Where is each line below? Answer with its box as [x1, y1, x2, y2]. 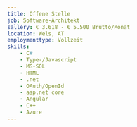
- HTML [20, 69, 39, 76]
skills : [7, 43, 30, 50]
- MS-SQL [20, 63, 46, 70]
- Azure [20, 109, 42, 116]
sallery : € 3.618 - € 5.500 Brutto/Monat [7, 23, 131, 30]
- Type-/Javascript [20, 56, 77, 64]
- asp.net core [20, 89, 65, 96]
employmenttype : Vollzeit [7, 37, 83, 44]
